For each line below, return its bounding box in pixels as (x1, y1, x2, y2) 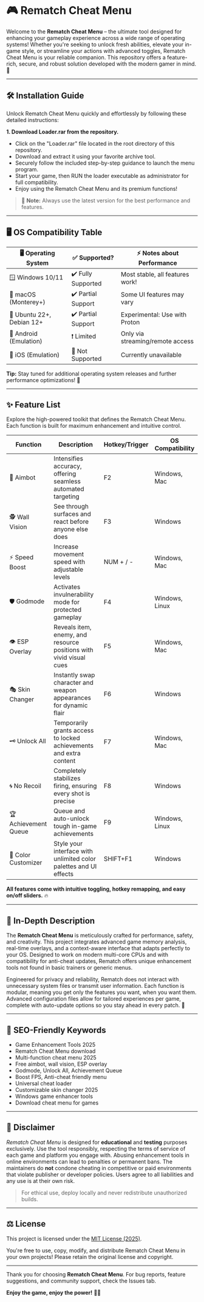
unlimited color (53, 855, 96, 863)
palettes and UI (53, 862, 97, 871)
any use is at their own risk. (6, 1177, 75, 1184)
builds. (21, 1195, 38, 1202)
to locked (53, 734, 80, 742)
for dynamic (53, 701, 88, 710)
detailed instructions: (6, 116, 59, 123)
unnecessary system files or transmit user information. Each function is (6, 982, 185, 990)
